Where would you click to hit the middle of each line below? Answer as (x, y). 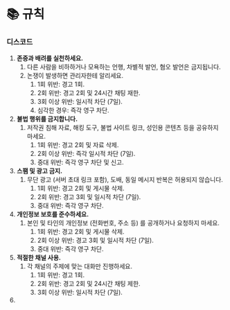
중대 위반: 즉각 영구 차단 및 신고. (80, 162)
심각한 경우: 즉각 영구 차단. (73, 110)
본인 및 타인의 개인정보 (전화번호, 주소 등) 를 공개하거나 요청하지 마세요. (123, 223)
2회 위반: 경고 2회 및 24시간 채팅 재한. (89, 93)
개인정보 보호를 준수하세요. (53, 214)
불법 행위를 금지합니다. (47, 119)
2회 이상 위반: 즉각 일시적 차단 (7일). (86, 154)
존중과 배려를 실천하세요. (50, 58)
